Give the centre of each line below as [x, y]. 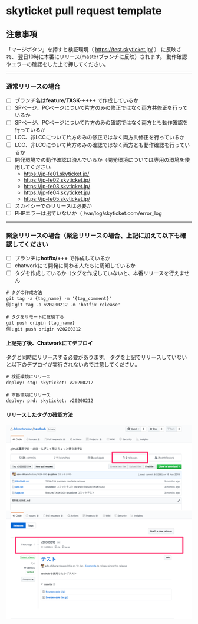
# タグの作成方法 [24, 293]
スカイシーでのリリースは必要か [53, 205]
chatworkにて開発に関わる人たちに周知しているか [75, 266]
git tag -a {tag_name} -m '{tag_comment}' [59, 299]
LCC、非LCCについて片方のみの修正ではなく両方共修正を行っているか [100, 138]
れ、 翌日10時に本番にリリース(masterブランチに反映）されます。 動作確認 [97, 57]
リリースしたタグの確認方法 [40, 415]
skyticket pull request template [84, 11]
